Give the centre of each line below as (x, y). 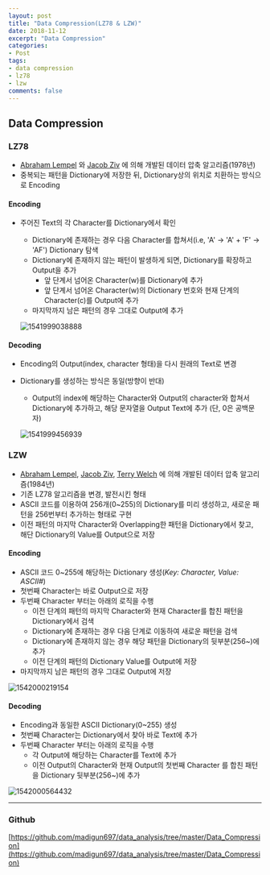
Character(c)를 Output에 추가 (91, 301)
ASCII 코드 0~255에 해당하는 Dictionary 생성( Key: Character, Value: (129, 572)
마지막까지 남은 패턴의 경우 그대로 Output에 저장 (96, 671)
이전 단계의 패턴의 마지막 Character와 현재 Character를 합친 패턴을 (137, 611)
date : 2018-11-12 (37, 31)
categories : (28, 46)
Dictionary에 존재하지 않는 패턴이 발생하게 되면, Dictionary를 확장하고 (142, 260)
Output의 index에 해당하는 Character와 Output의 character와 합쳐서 (141, 398)
